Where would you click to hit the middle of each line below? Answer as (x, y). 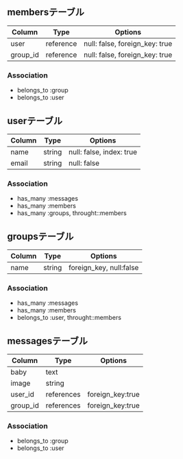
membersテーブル (46, 12)
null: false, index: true (103, 151)
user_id (22, 395)
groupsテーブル (40, 236)
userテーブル (35, 121)
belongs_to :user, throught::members (69, 318)
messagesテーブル (47, 341)
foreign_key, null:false (103, 268)
